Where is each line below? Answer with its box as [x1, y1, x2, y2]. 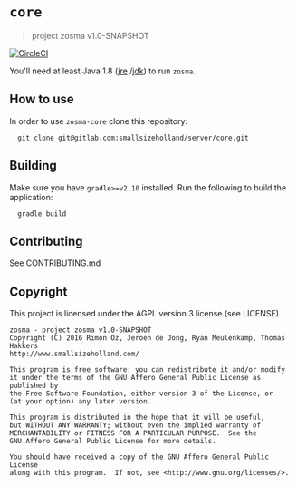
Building [9, 158, 57, 173]
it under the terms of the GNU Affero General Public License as [9, 374, 261, 383]
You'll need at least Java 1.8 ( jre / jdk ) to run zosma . [9, 65, 196, 76]
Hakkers [9, 342, 39, 351]
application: [9, 191, 53, 202]
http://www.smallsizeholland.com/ [9, 349, 140, 359]
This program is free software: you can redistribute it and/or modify [9, 365, 285, 374]
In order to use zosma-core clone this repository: [9, 115, 188, 126]
